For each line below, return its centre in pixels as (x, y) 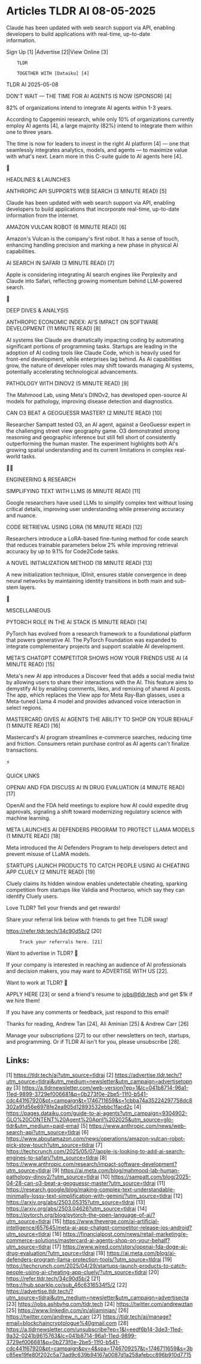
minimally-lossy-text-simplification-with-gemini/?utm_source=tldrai (89, 1196)
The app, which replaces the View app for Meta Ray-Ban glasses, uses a (95, 695)
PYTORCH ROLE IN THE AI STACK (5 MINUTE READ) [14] (77, 622)
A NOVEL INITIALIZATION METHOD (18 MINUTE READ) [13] (79, 563)
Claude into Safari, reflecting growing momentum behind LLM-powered (94, 281)
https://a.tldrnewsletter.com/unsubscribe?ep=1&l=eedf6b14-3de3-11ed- (95, 1329)
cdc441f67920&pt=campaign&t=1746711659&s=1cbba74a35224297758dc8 (99, 1100)
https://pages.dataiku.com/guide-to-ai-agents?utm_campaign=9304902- (97, 1113)
